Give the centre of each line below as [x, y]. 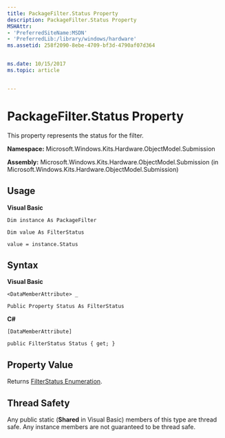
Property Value [40, 365]
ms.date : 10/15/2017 [37, 64]
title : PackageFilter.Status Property [63, 13]
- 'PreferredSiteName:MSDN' [47, 33]
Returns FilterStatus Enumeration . [55, 382]
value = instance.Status [43, 244]
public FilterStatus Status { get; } [61, 344]
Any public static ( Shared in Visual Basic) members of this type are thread [112, 419]
